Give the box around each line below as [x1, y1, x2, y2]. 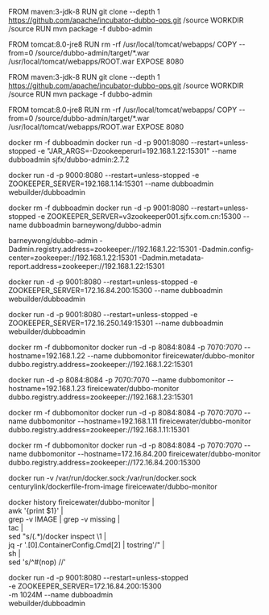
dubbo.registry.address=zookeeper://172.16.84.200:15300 [8, 458, 201, 467]
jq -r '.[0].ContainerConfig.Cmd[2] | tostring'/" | [8, 540, 165, 550]
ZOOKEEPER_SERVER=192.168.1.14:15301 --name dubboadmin [8, 179, 214, 188]
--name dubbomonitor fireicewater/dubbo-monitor [87, 351, 255, 361]
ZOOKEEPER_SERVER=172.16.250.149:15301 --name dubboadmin [8, 318, 224, 328]
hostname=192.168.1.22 [8, 351, 86, 361]
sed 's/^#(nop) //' [8, 557, 66, 567]
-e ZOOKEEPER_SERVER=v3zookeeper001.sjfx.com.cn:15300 [37, 212, 242, 221]
